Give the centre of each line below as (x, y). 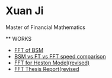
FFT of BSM (29, 50)
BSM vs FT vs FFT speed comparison (60, 56)
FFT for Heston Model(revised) (52, 63)
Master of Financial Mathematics (45, 27)
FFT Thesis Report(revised (47, 69)
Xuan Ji (25, 11)
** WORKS (19, 38)
